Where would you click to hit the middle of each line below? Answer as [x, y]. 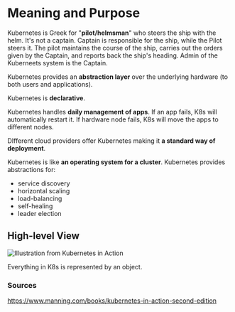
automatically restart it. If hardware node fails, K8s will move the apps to [113, 119]
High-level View [44, 236]
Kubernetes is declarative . [46, 98]
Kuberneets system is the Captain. [58, 63]
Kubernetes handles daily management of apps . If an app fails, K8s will [113, 112]
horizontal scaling [44, 190]
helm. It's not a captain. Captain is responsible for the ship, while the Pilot [115, 40]
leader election [39, 213]
